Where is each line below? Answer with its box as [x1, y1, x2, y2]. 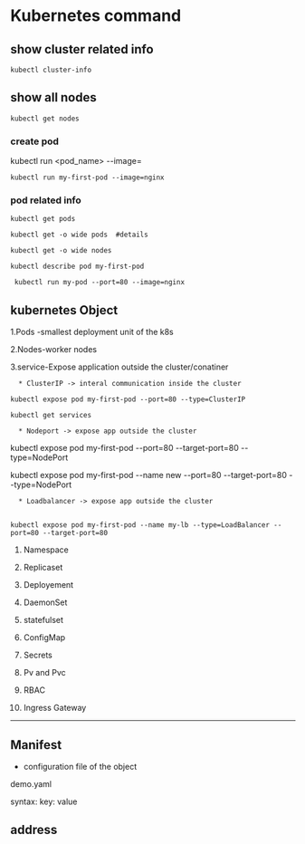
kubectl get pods [10, 215, 76, 224]
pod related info [10, 194, 82, 206]
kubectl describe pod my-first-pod [10, 262, 145, 272]
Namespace [23, 544, 69, 555]
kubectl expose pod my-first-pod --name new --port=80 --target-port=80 [10, 470, 288, 481]
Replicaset [23, 562, 63, 573]
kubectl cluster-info [10, 65, 92, 74]
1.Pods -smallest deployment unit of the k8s [10, 327, 175, 338]
